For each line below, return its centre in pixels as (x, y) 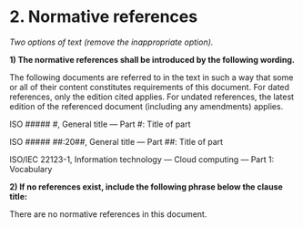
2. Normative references (104, 17)
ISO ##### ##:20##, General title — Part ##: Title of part (116, 141)
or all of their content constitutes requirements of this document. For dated (149, 87)
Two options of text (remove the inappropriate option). (111, 42)
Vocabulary (31, 169)
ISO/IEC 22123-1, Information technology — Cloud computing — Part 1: (142, 159)
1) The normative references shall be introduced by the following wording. (152, 59)
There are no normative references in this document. (108, 214)
